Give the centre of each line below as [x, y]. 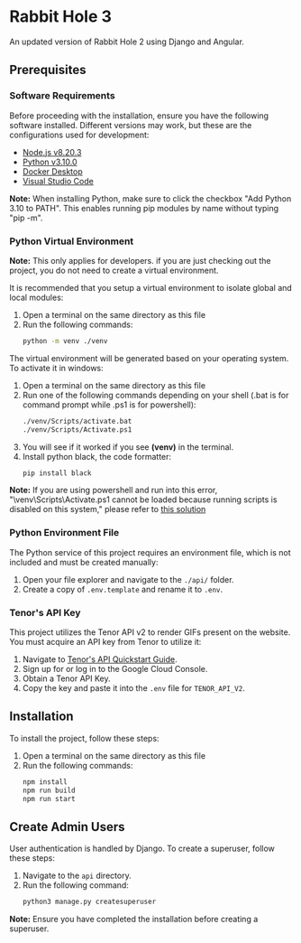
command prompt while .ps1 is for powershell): [109, 405]
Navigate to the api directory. [77, 876]
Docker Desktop [52, 171]
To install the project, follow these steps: [84, 738]
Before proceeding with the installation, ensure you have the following [139, 116]
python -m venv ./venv [65, 341]
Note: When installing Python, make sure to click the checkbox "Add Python [150, 198]
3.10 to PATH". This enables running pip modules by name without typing [144, 208]
